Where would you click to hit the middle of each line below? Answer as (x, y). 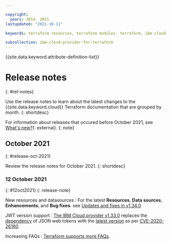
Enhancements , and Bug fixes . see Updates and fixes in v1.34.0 (73, 206)
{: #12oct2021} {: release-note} (38, 190)
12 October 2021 (26, 179)
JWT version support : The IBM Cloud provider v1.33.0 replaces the (76, 215)
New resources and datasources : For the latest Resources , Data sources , (84, 200)
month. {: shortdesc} (27, 112)
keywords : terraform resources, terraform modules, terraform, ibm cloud (86, 33)
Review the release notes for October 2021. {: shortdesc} (65, 166)
